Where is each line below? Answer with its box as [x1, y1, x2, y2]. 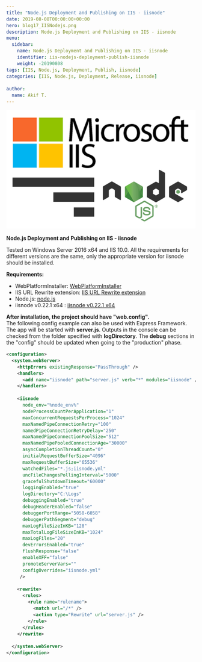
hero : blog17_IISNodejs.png [6, 22, 77, 28]
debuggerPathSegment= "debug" [22, 516, 96, 522]
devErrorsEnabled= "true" [22, 542, 85, 548]
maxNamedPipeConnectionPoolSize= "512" [22, 434, 120, 440]
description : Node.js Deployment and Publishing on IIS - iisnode [6, 29, 176, 35]
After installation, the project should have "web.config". [6, 313, 150, 320]
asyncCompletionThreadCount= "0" [22, 446, 103, 453]
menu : [6, 35, 20, 42]
